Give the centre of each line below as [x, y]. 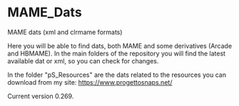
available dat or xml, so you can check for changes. [83, 60]
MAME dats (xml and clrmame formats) [65, 32]
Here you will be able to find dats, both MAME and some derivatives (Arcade [120, 46]
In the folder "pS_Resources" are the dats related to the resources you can [117, 75]
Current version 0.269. [41, 96]
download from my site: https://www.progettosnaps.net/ [90, 82]
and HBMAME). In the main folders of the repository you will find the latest [117, 53]
